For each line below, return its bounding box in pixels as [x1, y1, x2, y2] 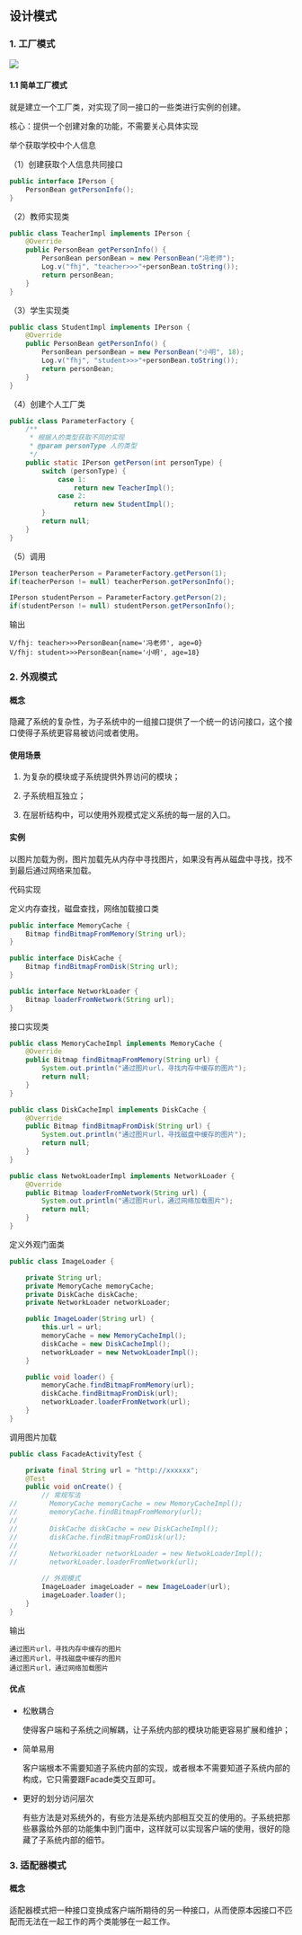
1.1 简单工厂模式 [9, 80, 67, 91]
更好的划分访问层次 [22, 1792, 94, 1804]
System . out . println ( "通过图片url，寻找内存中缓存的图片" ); [41, 1064, 247, 1073]
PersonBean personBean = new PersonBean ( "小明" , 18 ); [41, 348, 244, 357]
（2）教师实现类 [9, 210, 70, 222]
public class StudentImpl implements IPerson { [9, 323, 191, 332]
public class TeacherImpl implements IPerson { [9, 228, 191, 238]
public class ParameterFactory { [9, 416, 135, 425]
